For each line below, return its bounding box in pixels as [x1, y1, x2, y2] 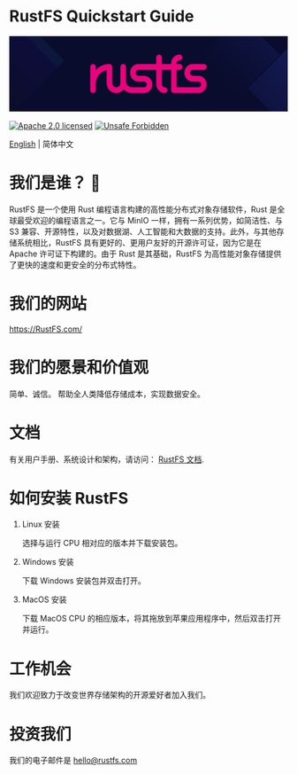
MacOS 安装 [21, 594, 67, 605]
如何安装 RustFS [9, 488, 129, 508]
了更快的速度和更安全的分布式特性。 [9, 259, 141, 270]
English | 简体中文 [9, 138, 74, 149]
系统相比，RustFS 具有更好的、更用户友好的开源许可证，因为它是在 [16, 237, 263, 247]
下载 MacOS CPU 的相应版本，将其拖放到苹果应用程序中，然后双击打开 [21, 614, 281, 624]
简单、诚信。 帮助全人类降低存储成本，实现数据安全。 [9, 388, 205, 399]
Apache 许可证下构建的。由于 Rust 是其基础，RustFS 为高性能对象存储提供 [9, 248, 282, 259]
